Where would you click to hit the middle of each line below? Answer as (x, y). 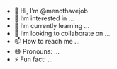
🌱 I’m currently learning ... (52, 26)
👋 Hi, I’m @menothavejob (51, 11)
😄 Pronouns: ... (37, 51)
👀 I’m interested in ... (44, 18)
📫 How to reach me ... (47, 41)
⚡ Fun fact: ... (33, 59)
